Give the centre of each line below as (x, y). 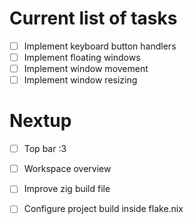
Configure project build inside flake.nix (103, 209)
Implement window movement (86, 69)
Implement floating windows (82, 57)
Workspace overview (67, 169)
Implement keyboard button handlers (100, 46)
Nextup (40, 121)
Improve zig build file (67, 189)
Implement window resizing (80, 80)
